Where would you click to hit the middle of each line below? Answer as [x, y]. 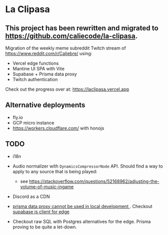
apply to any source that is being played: [55, 171]
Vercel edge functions [36, 63]
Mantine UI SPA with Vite [38, 69]
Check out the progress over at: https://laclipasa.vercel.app [67, 89]
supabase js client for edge [41, 212]
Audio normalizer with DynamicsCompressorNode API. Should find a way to [88, 166]
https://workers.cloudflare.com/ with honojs [58, 128]
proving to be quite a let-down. [45, 227]
